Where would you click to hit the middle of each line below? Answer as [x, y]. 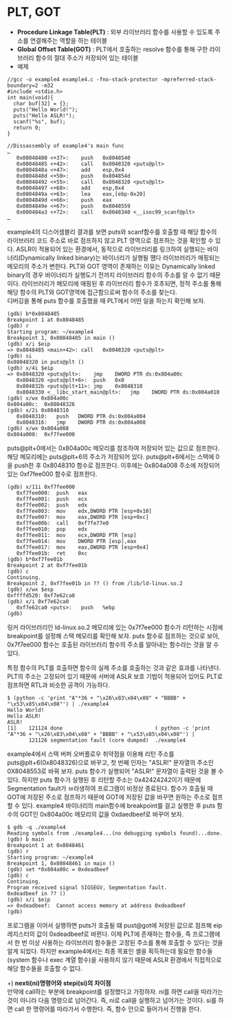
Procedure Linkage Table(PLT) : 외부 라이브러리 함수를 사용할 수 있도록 [115, 32]
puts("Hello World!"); [46, 110]
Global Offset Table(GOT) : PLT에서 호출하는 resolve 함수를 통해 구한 [112, 49]
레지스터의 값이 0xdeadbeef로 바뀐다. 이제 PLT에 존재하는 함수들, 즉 [99, 934]
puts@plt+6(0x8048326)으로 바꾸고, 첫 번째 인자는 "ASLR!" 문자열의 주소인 [111, 762]
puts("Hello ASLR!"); [44, 115]
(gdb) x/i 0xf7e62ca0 [38, 601]
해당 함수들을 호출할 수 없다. [45, 968]
